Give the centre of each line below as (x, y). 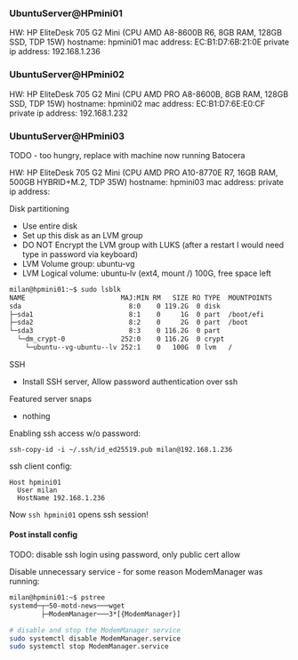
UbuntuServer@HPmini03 (67, 136)
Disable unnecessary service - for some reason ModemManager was (136, 572)
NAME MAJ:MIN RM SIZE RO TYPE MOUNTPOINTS (141, 298)
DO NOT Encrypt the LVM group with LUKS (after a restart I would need (153, 245)
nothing (36, 415)
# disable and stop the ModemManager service (95, 630)
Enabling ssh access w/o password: (75, 433)
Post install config (44, 535)
